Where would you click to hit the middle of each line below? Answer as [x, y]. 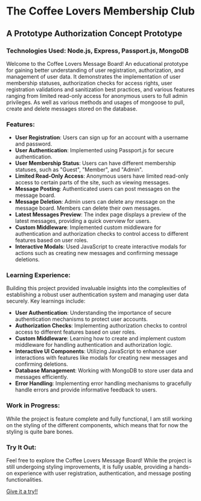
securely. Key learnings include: [46, 301]
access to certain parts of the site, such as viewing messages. [92, 183]
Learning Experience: [38, 275]
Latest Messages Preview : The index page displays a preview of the [101, 215]
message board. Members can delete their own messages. [88, 208]
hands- [182, 467]
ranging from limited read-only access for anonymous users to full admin [97, 95]
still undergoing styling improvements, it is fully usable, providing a [89, 467]
